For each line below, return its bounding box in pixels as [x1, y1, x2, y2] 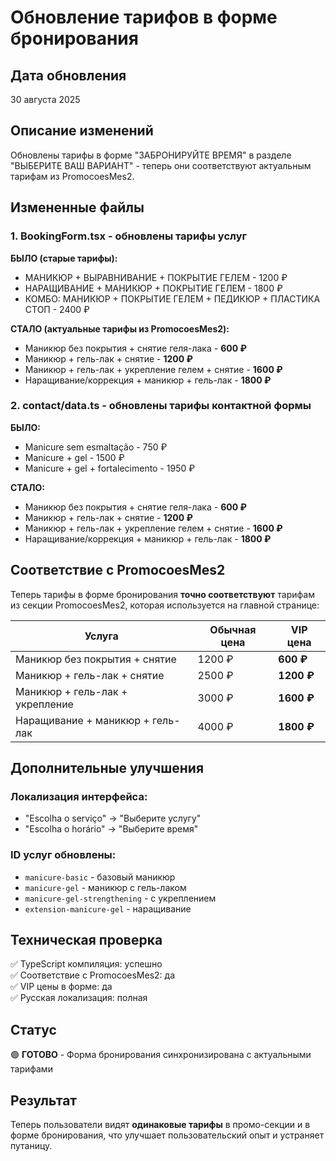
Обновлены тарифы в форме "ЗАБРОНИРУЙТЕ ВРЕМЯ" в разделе [10, 149, 292, 161]
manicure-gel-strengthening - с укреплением [24, 892, 217, 904]
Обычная [209, 622, 257, 636]
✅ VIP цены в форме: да [10, 981, 113, 993]
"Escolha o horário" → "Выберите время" [24, 823, 199, 835]
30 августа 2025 [10, 94, 81, 105]
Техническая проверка [10, 931, 163, 948]
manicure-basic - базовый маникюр [24, 871, 176, 883]
